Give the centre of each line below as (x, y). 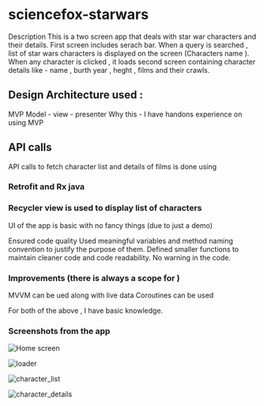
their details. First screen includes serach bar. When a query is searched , (128, 44)
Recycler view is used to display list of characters (105, 208)
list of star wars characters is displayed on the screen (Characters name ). (129, 53)
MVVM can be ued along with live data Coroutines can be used (111, 295)
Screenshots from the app (59, 331)
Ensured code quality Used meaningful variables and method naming (121, 241)
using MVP (26, 122)
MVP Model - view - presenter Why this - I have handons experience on (125, 114)
